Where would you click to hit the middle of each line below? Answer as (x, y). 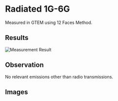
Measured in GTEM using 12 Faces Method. (49, 22)
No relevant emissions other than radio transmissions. (59, 77)
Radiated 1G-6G (38, 9)
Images (17, 92)
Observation (24, 65)
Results (17, 38)
